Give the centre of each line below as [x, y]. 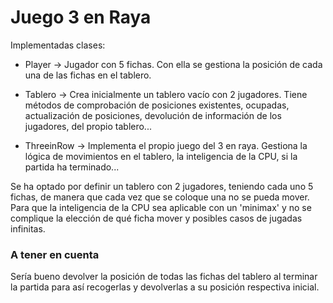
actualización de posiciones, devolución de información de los [153, 115]
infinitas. [28, 228]
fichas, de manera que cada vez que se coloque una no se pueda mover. [160, 197]
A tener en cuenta [55, 254]
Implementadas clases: [58, 45]
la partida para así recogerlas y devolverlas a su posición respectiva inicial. [165, 287]
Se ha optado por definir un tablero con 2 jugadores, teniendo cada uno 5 [162, 186]
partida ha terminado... [72, 167]
